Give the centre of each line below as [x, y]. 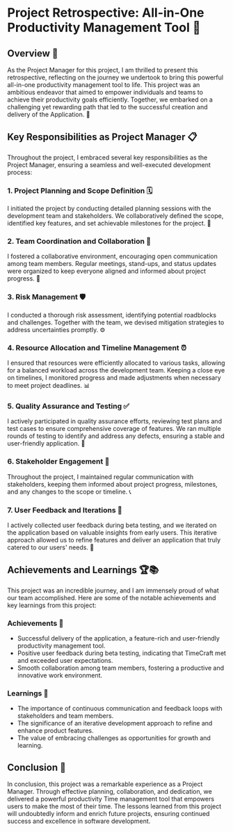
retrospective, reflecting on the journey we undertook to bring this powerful [115, 77]
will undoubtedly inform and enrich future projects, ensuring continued [109, 814]
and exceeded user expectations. [65, 660]
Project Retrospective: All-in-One [106, 13]
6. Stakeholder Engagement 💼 [58, 462]
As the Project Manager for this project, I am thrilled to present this [103, 70]
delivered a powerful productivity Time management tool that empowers [111, 799]
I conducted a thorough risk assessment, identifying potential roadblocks [112, 315]
